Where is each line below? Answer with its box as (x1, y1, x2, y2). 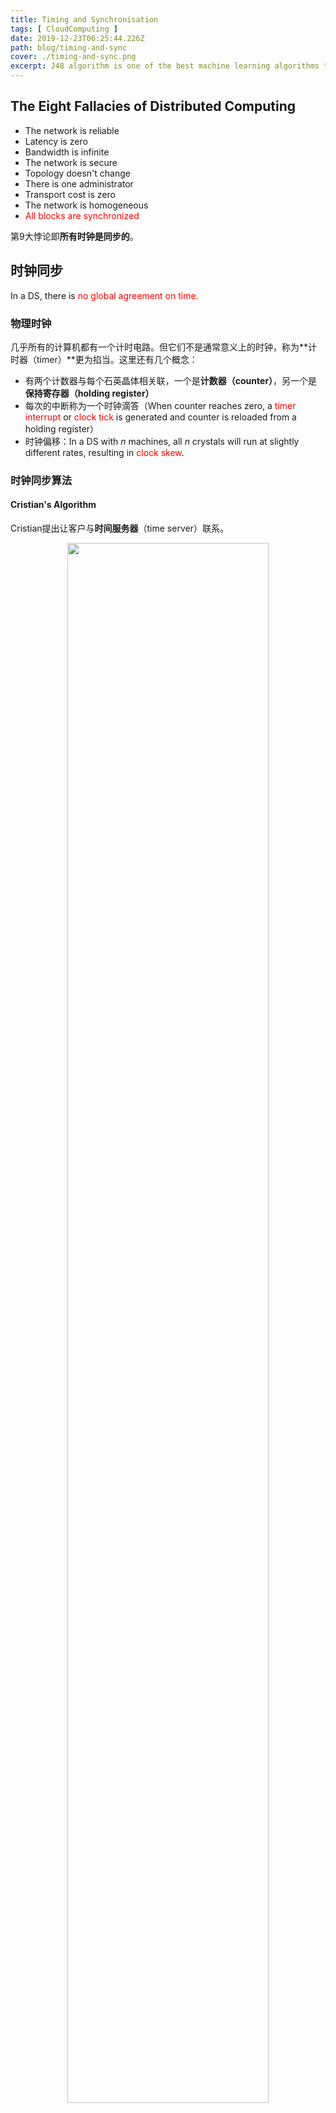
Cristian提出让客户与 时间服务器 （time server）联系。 (10, 522, 229, 535)
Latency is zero (24, 135, 88, 147)
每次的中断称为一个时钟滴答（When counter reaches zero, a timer (24, 399, 297, 411)
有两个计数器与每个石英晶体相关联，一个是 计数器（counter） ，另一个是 (24, 374, 318, 386)
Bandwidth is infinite (24, 146, 110, 158)
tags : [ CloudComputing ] (10, 24, 118, 34)
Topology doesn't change (24, 167, 131, 179)
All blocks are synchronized (24, 209, 140, 221)
